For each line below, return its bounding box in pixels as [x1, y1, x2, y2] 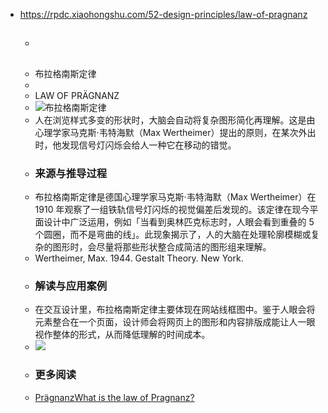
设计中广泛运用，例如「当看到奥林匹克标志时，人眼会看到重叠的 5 [43, 216, 315, 228]
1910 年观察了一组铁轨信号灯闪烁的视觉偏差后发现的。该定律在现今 [34, 204, 310, 216]
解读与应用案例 [34, 279, 108, 293]
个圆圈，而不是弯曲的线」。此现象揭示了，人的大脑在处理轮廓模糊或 [34, 229, 312, 241]
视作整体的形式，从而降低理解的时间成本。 [34, 329, 211, 341]
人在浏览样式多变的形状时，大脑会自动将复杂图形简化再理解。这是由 [34, 114, 316, 126]
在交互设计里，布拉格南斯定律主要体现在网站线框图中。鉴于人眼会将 [34, 304, 316, 316]
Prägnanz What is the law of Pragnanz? [34, 391, 195, 403]
